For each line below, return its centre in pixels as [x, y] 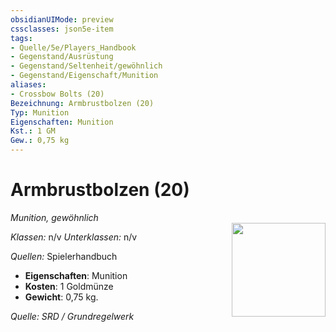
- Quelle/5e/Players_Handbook [73, 47]
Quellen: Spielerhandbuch [64, 256]
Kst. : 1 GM [33, 131]
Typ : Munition [40, 112]
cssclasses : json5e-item [62, 29]
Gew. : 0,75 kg [40, 141]
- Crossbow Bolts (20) [57, 94]
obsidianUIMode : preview [62, 19]
